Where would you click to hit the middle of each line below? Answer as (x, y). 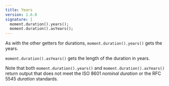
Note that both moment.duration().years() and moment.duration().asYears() (85, 68)
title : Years (19, 10)
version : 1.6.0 (21, 15)
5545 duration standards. (32, 79)
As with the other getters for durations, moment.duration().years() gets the (84, 43)
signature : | (19, 19)
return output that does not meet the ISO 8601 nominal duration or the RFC (83, 73)
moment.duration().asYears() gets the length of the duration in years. (78, 58)
